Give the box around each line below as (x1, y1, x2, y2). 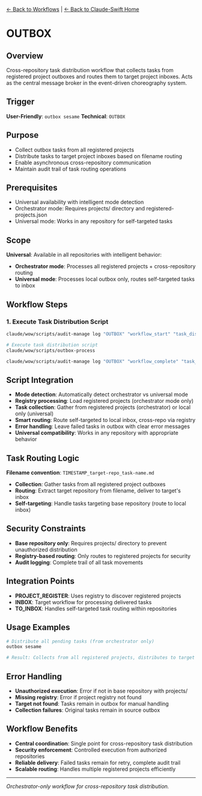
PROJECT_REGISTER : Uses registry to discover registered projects (14, 592, 182, 599)
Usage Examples (6, 622, 70, 632)
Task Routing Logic (6, 453, 79, 463)
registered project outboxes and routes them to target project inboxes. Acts (6, 73, 193, 80)
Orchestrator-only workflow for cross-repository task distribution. (6, 782, 170, 790)
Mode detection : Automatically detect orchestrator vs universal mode (14, 391, 188, 398)
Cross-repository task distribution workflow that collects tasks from (6, 67, 174, 73)
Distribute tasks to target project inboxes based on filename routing (14, 152, 182, 159)
